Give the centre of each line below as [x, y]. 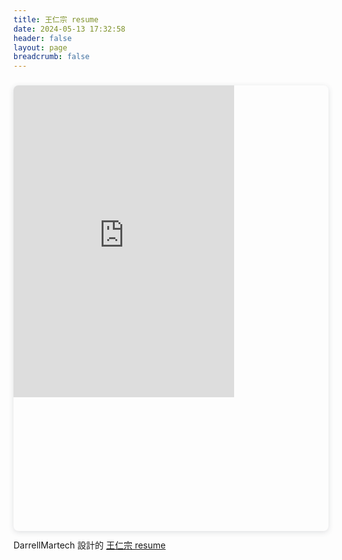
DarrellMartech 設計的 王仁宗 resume [89, 545]
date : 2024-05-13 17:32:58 [69, 29]
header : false [43, 38]
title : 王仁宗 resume [56, 19]
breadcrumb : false [51, 57]
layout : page [40, 47]
